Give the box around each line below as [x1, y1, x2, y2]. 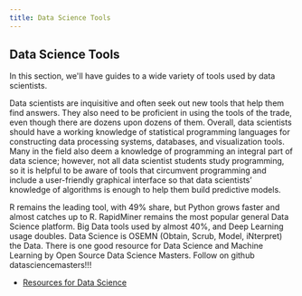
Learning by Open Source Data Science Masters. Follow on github [9, 250, 255, 261]
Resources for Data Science [22, 277, 127, 288]
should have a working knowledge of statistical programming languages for [9, 127, 291, 138]
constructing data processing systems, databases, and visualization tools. [9, 137, 285, 148]
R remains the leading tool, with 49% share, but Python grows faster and [9, 202, 280, 213]
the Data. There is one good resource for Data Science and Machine [9, 241, 264, 252]
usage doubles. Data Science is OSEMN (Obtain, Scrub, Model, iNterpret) [9, 231, 283, 242]
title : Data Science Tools [9, 13, 111, 23]
